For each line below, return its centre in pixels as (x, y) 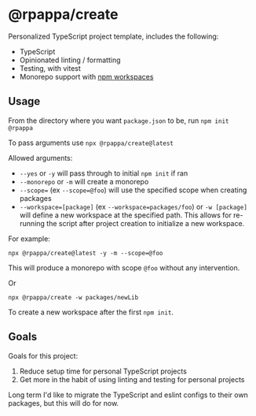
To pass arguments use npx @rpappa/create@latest (91, 143)
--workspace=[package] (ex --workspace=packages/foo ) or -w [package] (133, 206)
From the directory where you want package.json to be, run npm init (119, 121)
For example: (29, 239)
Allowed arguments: (40, 158)
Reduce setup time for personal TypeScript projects (103, 371)
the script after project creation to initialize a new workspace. (146, 223)
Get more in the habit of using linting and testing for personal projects (132, 379)
